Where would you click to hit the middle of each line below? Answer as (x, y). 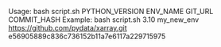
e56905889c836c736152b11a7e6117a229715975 (87, 36)
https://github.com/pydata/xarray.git (68, 28)
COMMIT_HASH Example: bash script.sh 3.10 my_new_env (104, 20)
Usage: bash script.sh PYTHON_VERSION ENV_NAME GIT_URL (111, 11)
